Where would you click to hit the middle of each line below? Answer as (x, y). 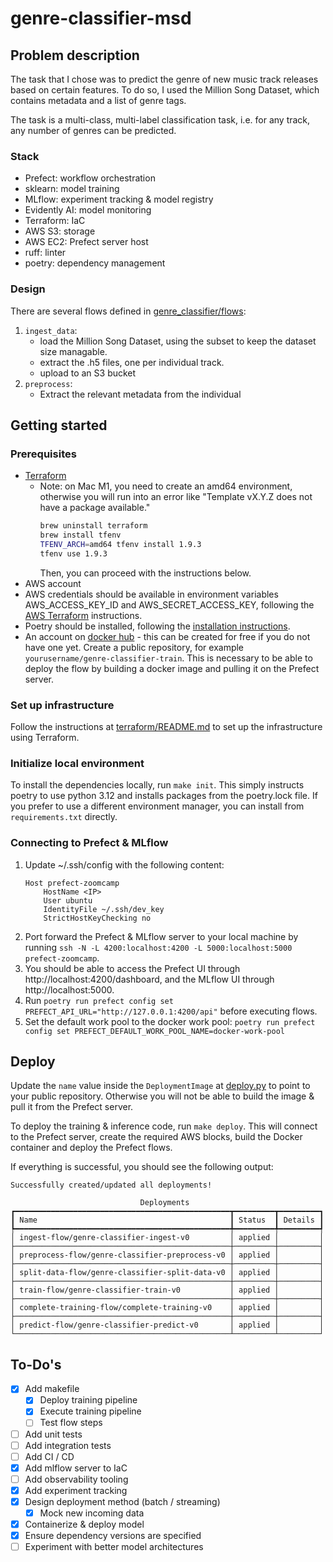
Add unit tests (53, 1434)
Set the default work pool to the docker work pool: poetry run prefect (170, 1021)
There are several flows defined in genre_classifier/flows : (128, 311)
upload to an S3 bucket (88, 373)
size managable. (73, 351)
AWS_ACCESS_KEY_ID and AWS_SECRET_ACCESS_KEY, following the (169, 604)
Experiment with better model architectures (114, 1547)
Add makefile (52, 1389)
